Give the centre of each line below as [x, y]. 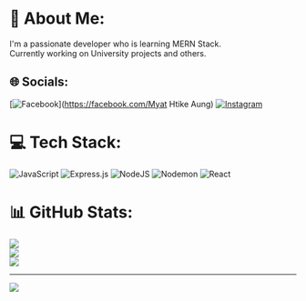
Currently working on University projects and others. [108, 53]
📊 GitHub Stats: [71, 212]
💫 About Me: [57, 19]
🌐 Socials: [39, 82]
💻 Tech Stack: [66, 142]
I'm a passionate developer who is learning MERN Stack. [115, 44]
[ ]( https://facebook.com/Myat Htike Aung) [112, 104]
